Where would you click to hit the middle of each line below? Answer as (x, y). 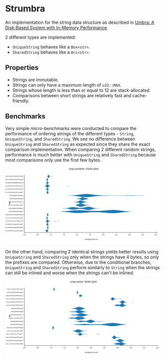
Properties (22, 68)
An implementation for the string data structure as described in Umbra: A (80, 22)
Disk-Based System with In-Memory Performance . (57, 27)
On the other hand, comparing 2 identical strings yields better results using (82, 252)
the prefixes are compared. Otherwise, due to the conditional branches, (78, 262)
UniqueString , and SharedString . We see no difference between (70, 139)
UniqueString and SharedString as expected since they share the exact (78, 144)
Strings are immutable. (36, 79)
